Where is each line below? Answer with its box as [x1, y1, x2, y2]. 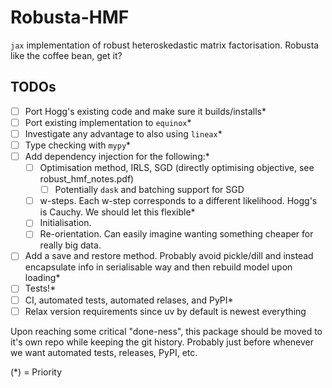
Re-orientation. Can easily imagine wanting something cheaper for [39, 228, 314, 240]
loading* [24, 272, 61, 284]
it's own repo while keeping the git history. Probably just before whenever [10, 336, 315, 348]
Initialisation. [39, 217, 92, 229]
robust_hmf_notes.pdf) [39, 173, 135, 185]
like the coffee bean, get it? [10, 49, 123, 61]
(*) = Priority [10, 366, 63, 378]
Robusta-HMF [10, 6, 130, 29]
